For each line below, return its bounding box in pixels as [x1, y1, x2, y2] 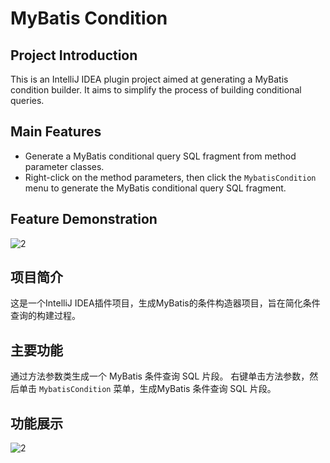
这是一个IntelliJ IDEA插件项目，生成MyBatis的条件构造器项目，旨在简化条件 [10, 297, 321, 309]
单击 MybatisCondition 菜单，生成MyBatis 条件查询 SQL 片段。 [18, 383, 277, 395]
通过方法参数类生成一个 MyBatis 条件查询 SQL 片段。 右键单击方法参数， [10, 370, 310, 382]
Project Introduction [10, 47, 138, 64]
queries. [10, 95, 45, 106]
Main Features [10, 123, 102, 141]
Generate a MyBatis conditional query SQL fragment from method [24, 150, 297, 162]
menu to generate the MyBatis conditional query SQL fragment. [24, 182, 287, 194]
